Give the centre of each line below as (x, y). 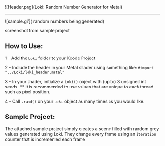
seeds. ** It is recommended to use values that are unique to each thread (79, 87)
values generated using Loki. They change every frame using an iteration (81, 134)
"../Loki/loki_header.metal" (35, 72)
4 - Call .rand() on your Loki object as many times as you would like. (75, 101)
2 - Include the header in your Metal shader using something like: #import (79, 67)
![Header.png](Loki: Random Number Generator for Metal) (64, 7)
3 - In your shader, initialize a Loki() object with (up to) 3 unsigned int (76, 81)
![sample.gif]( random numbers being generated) (55, 21)
